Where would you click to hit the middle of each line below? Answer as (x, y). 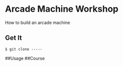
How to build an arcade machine (38, 22)
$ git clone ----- (24, 49)
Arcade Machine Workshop (62, 9)
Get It (13, 38)
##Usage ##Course (25, 58)
